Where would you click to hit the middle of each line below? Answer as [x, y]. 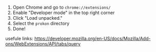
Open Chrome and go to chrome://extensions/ [62, 7]
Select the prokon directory [41, 23]
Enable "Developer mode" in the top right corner [64, 13]
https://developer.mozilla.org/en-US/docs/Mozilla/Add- [92, 38]
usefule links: [19, 38]
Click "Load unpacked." [38, 18]
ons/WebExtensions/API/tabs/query [43, 44]
